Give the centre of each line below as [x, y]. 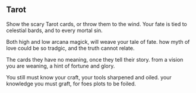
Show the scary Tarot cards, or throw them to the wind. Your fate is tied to [97, 24]
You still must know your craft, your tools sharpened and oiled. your [89, 77]
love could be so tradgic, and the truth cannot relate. [70, 48]
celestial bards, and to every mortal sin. [54, 30]
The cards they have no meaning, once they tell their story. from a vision [95, 59]
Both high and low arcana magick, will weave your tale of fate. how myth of [98, 41]
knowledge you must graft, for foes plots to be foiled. [71, 84]
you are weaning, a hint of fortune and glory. [61, 66]
